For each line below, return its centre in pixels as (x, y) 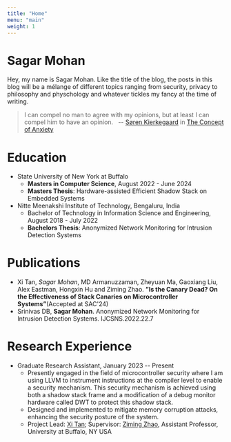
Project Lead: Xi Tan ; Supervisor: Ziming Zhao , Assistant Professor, (123, 424)
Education (37, 158)
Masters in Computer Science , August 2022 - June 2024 (109, 184)
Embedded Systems (56, 199)
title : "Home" (28, 13)
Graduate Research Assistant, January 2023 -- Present (96, 365)
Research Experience (70, 346)
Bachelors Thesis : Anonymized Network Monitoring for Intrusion (120, 228)
